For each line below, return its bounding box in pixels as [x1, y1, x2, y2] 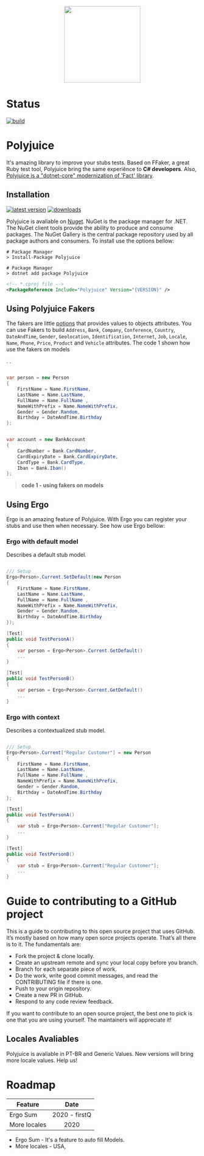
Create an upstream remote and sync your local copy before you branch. [15, 959, 199, 967]
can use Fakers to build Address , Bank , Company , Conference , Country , [6, 326, 175, 334]
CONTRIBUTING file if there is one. [15, 978, 103, 986]
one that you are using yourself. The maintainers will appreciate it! [6, 1016, 172, 1023]
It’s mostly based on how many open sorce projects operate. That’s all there [6, 934, 197, 942]
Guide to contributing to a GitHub [6, 894, 177, 909]
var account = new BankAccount [6, 437, 86, 443]
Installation [6, 189, 50, 200]
